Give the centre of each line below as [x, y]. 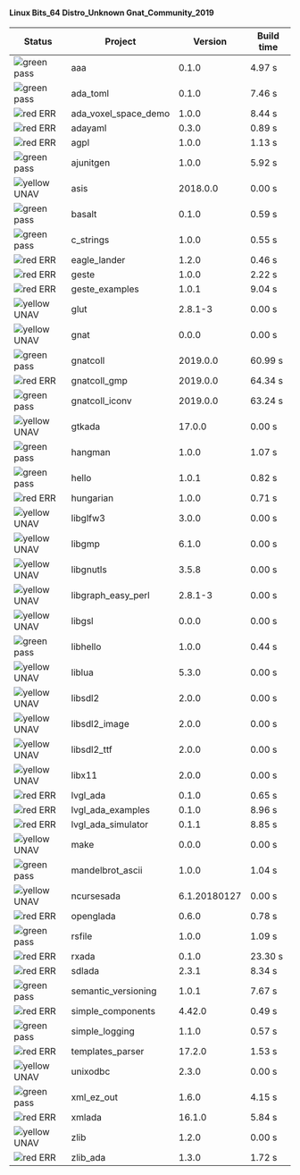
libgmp [85, 544]
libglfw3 [88, 519]
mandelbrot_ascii [107, 870]
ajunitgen [91, 163]
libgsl [82, 621]
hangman [91, 452]
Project [121, 42]
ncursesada [96, 896]
